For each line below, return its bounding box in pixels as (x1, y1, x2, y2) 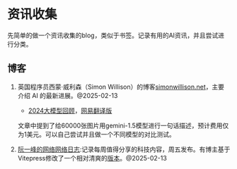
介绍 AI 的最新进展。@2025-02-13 (17, 91, 118, 99)
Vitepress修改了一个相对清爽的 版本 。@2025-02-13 (17, 154, 168, 162)
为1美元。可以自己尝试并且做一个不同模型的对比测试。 (17, 130, 175, 138)
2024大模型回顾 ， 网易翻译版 (28, 106, 112, 115)
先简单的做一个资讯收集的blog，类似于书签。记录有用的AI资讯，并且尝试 (7, 31, 219, 39)
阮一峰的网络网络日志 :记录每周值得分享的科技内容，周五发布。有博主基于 (17, 145, 231, 154)
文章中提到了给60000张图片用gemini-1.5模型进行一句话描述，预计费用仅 (17, 121, 229, 130)
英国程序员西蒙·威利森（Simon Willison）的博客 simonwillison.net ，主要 (17, 82, 225, 91)
